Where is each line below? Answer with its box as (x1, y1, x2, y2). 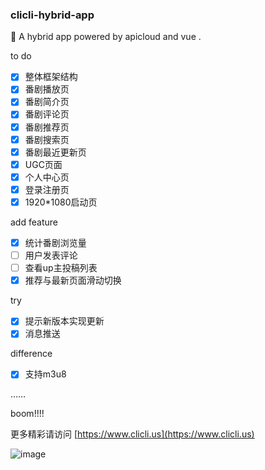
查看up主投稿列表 (24, 262, 98, 274)
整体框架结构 (24, 71, 78, 83)
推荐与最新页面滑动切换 (24, 274, 122, 287)
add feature (10, 216, 58, 228)
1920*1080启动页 (24, 196, 98, 208)
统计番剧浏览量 (24, 236, 87, 248)
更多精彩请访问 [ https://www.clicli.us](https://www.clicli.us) (10, 428, 255, 440)
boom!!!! (10, 408, 45, 420)
